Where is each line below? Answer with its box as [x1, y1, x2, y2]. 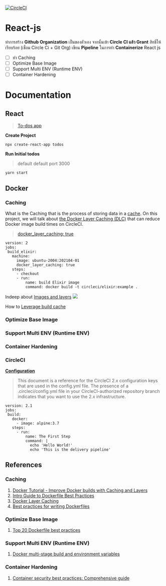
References [5, 461, 42, 469]
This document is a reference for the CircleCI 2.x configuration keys [17, 377, 158, 383]
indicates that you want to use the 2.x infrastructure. [17, 393, 126, 399]
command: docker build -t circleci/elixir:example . [25, 284, 138, 289]
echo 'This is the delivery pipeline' [30, 447, 111, 452]
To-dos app [17, 123, 42, 129]
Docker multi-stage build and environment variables [12, 551, 120, 557]
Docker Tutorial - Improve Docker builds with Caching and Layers [12, 487, 148, 493]
